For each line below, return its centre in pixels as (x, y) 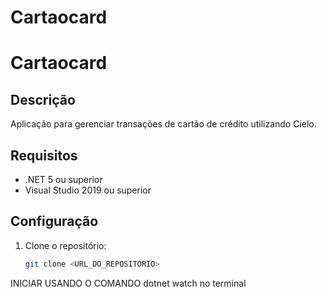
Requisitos (44, 155)
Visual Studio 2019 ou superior (88, 190)
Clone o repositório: (65, 245)
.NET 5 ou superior (63, 179)
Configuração (54, 221)
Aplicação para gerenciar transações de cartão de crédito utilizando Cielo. (163, 124)
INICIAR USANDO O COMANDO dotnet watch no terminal (128, 283)
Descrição (43, 99)
